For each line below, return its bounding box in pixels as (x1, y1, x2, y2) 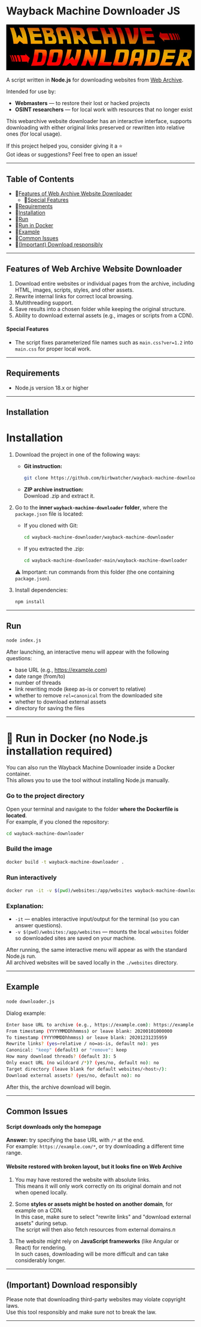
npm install (14, 598, 45, 604)
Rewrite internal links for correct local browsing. (14, 292, 133, 299)
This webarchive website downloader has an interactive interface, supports (6, 118, 192, 125)
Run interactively (6, 873, 57, 882)
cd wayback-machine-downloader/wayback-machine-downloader (23, 534, 175, 540)
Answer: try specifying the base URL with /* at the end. (6, 1136, 145, 1144)
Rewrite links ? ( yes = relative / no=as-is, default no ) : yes (6, 1041, 160, 1047)
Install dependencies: (14, 586, 68, 594)
